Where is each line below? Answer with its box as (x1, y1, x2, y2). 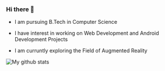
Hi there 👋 (6, 5, 35, 13)
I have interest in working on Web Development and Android (14, 30, 159, 37)
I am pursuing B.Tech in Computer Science (14, 19, 118, 26)
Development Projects (14, 36, 68, 43)
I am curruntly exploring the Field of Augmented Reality (14, 47, 148, 54)
